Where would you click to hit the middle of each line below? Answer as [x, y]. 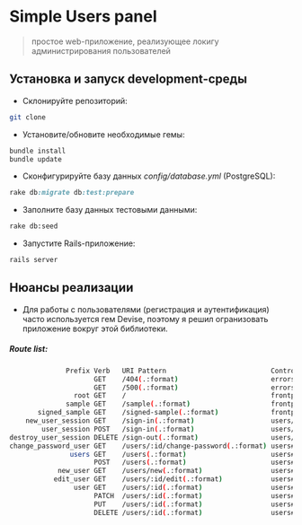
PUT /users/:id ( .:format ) [148, 504]
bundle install [38, 151]
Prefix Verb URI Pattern [116, 371]
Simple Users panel [83, 17]
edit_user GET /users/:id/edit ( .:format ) [138, 479]
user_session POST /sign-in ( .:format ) [118, 429]
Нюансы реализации [71, 288]
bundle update [36, 159]
